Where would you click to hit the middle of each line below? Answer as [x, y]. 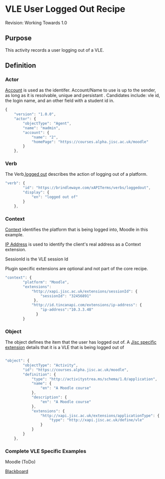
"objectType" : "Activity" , [50, 365]
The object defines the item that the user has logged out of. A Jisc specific [81, 342]
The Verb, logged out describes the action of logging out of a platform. [76, 174]
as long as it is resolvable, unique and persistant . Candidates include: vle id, [82, 96]
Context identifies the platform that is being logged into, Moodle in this [77, 229]
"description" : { [49, 397]
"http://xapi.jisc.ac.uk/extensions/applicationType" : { [100, 415]
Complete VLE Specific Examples [46, 451]
